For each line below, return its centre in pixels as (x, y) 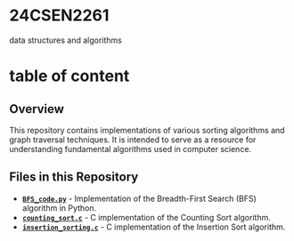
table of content (69, 76)
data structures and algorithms (65, 40)
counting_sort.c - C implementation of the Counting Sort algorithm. (147, 217)
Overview (37, 109)
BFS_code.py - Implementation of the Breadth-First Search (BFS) (139, 198)
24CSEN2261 (59, 16)
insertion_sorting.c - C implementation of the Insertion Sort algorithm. (154, 227)
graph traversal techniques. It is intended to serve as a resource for (133, 140)
